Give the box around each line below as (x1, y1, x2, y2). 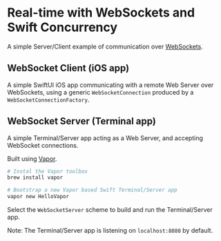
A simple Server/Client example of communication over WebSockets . (7, 42, 204, 50)
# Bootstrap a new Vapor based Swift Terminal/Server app (7, 186, 177, 194)
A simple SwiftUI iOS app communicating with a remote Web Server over (7, 81, 214, 89)
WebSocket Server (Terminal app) (7, 115, 157, 127)
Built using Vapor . (7, 154, 57, 163)
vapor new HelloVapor (7, 193, 70, 200)
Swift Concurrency (7, 19, 118, 35)
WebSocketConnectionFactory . (7, 95, 90, 104)
